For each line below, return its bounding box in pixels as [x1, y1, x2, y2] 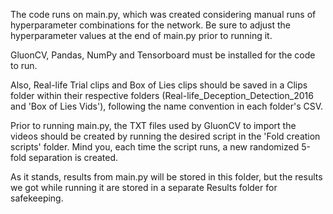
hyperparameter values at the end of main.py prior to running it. [10, 30, 273, 41]
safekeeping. [10, 192, 64, 204]
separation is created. [28, 152, 119, 163]
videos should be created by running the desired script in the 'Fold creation [10, 130, 321, 142]
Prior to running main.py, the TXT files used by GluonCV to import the [10, 120, 297, 131]
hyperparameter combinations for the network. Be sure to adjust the [10, 19, 291, 31]
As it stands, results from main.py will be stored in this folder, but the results [10, 171, 323, 183]
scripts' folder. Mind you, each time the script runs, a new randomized [10, 141, 300, 153]
